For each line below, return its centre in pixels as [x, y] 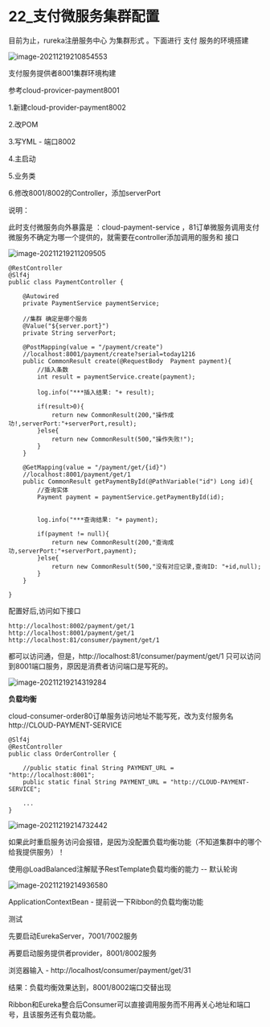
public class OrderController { [62, 754]
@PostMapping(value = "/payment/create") [93, 347]
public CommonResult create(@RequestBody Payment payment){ [127, 361]
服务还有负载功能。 [68, 1014]
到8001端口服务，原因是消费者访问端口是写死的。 [90, 666]
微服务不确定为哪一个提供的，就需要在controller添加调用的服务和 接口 [124, 237]
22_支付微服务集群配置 [84, 17]
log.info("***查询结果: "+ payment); [98, 520]
